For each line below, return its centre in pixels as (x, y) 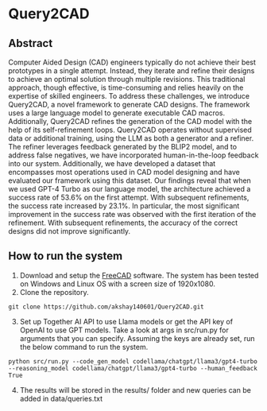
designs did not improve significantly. (70, 231)
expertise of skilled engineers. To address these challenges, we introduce (129, 96)
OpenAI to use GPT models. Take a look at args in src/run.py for (124, 330)
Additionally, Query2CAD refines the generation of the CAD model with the (130, 121)
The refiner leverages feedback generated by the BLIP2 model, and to (122, 147)
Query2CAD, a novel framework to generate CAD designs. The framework (129, 105)
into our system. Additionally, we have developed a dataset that (112, 163)
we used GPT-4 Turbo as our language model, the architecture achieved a (130, 189)
